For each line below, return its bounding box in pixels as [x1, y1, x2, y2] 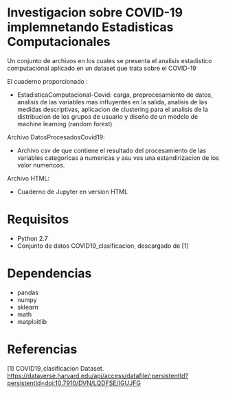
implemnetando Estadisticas [7, 19, 174, 35]
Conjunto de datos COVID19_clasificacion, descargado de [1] [16, 242, 189, 250]
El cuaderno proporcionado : [7, 77, 88, 85]
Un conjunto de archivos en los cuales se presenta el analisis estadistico [7, 56, 212, 65]
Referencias [7, 342, 78, 357]
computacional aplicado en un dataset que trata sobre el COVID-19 [7, 64, 197, 72]
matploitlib [16, 317, 47, 325]
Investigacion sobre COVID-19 [7, 5, 183, 21]
